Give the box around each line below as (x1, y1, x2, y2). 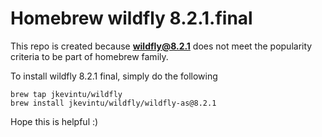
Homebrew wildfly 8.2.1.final (10, 7, 253, 30)
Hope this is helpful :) (10, 115, 99, 127)
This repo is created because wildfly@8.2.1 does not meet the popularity (10, 40, 313, 52)
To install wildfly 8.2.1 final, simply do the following (10, 70, 218, 82)
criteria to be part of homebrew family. (10, 50, 169, 62)
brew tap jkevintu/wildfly (10, 89, 123, 99)
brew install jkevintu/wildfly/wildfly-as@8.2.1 (10, 98, 217, 108)
